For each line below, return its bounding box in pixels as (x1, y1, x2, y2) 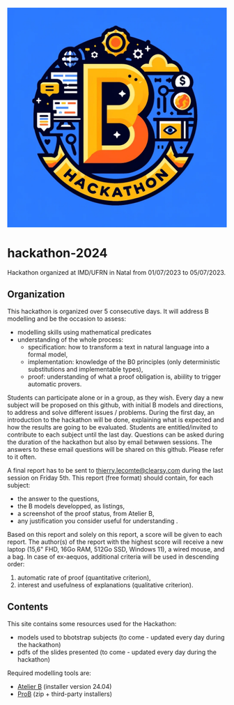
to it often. (7, 453, 37, 461)
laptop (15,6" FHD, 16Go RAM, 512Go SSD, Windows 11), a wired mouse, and (7, 545, 225, 553)
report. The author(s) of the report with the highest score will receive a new (7, 538, 224, 546)
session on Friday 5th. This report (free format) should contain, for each (7, 473, 214, 482)
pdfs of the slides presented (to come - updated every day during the (17, 648, 217, 656)
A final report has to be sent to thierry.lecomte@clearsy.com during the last (7, 466, 224, 474)
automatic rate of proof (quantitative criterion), (17, 573, 151, 582)
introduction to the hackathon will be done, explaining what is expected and (7, 416, 224, 424)
